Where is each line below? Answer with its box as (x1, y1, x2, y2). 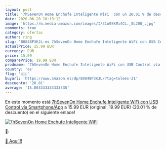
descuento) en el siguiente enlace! (5, 109, 76, 115)
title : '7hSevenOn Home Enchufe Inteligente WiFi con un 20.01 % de (5, 12, 152, 17)
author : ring (5, 35, 32, 40)
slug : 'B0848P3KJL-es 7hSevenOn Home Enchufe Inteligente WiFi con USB (5, 39, 156, 44)
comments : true (5, 26, 37, 31)
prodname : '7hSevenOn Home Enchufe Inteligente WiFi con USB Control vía (5, 62, 161, 67)
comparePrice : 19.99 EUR (5, 58, 56, 63)
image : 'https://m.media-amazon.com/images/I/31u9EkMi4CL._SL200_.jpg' (5, 21, 156, 26)
